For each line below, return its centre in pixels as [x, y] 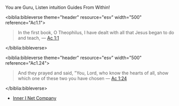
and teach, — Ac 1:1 [39, 38]
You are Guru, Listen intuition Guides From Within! [58, 7]
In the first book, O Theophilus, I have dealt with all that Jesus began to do [96, 32]
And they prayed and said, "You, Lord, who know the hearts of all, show [93, 73]
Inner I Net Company [34, 98]
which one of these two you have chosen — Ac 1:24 [72, 78]
